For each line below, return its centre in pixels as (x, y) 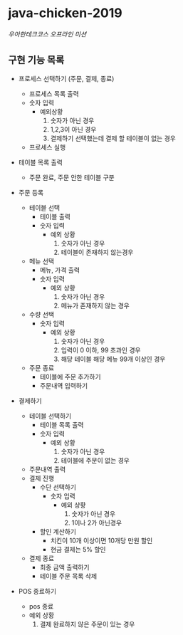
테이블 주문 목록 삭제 (68, 576)
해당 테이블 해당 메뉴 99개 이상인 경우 (113, 359)
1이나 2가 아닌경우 (97, 523)
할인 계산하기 (58, 531)
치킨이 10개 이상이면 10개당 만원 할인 (101, 540)
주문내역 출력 (47, 469)
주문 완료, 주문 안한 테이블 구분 (72, 177)
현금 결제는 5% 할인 (78, 549)
